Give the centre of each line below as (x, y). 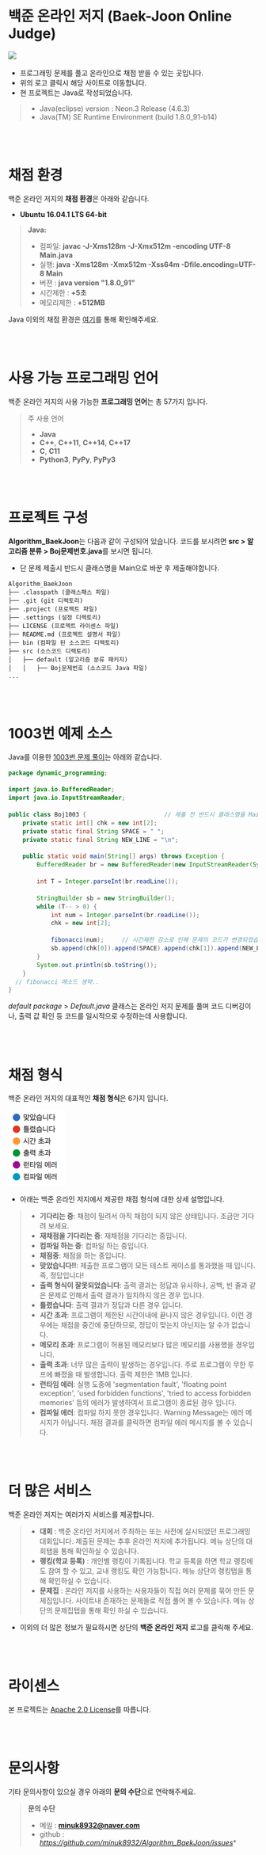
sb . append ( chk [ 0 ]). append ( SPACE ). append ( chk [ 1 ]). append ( (146, 948)
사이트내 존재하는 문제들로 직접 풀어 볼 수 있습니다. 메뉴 (161, 1601)
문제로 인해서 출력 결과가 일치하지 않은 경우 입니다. (126, 1295)
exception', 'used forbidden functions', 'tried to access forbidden (145, 1393)
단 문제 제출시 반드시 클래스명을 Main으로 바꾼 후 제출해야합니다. (120, 568)
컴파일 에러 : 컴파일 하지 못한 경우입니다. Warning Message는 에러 (141, 1413)
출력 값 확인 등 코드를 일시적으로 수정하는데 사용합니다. (103, 1016)
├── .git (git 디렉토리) (46, 600)
